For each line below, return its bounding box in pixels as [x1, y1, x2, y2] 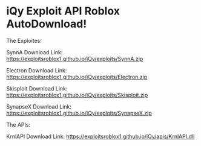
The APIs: [6, 121, 31, 128]
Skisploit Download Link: [6, 84, 68, 92]
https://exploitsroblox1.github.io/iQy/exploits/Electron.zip [6, 73, 148, 80]
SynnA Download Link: [6, 48, 63, 56]
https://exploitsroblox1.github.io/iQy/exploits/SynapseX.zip [6, 109, 153, 116]
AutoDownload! [6, 17, 87, 31]
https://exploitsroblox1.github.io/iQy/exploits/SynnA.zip [6, 55, 143, 62]
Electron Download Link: [6, 66, 67, 74]
